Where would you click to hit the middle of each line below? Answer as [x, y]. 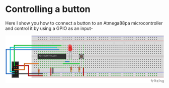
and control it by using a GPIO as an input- [49, 28]
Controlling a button [48, 9]
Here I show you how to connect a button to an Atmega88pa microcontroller [84, 23]
